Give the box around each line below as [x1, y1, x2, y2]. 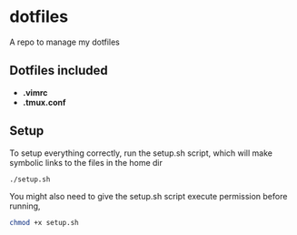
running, [9, 200, 41, 211]
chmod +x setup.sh [9, 219, 79, 228]
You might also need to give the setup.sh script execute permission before [9, 191, 288, 202]
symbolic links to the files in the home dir [9, 157, 163, 168]
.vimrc [22, 87, 48, 97]
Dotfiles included [9, 63, 109, 78]
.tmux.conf [22, 97, 66, 107]
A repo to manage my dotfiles [9, 36, 121, 47]
